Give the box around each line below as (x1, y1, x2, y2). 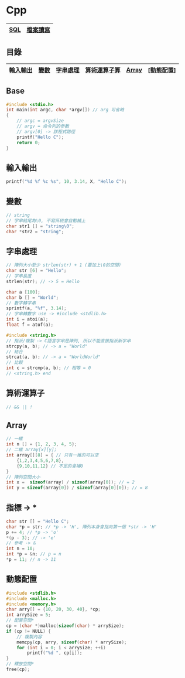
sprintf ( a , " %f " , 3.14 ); (6, 305, 67, 311)
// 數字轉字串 (6, 300, 36, 306)
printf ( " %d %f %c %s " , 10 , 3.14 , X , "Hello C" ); (6, 179, 127, 185)
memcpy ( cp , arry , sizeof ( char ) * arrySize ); (16, 639, 127, 645)
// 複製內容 (16, 633, 42, 639)
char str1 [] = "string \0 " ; (6, 223, 75, 229)
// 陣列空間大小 (6, 474, 40, 480)
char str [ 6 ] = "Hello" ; (6, 268, 67, 274)
